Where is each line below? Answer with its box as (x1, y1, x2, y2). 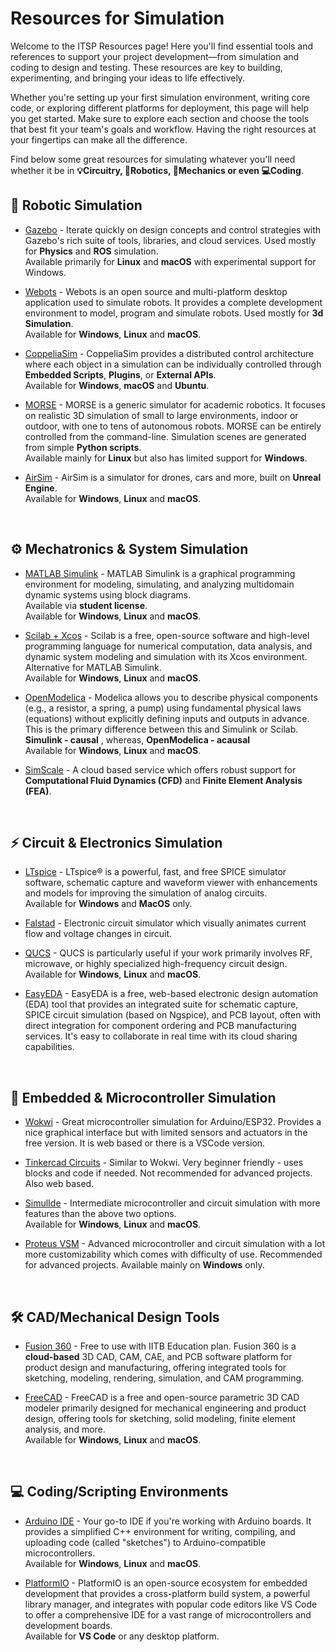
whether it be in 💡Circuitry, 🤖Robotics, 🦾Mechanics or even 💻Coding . (10, 164, 304, 176)
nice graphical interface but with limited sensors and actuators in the (24, 1127, 308, 1139)
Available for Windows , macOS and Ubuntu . (24, 379, 210, 391)
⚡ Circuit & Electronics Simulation (10, 834, 223, 851)
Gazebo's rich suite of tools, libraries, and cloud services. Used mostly (24, 234, 317, 246)
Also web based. (24, 1178, 95, 1190)
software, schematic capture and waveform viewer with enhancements (24, 877, 318, 889)
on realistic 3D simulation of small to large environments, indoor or (24, 409, 299, 421)
